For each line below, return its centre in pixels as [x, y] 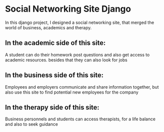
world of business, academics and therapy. [48, 27]
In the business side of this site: [54, 75]
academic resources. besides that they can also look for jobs [66, 60]
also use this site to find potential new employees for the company [72, 92]
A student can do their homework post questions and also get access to [77, 55]
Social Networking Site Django [68, 9]
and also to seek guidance [31, 124]
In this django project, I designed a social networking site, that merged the [80, 22]
